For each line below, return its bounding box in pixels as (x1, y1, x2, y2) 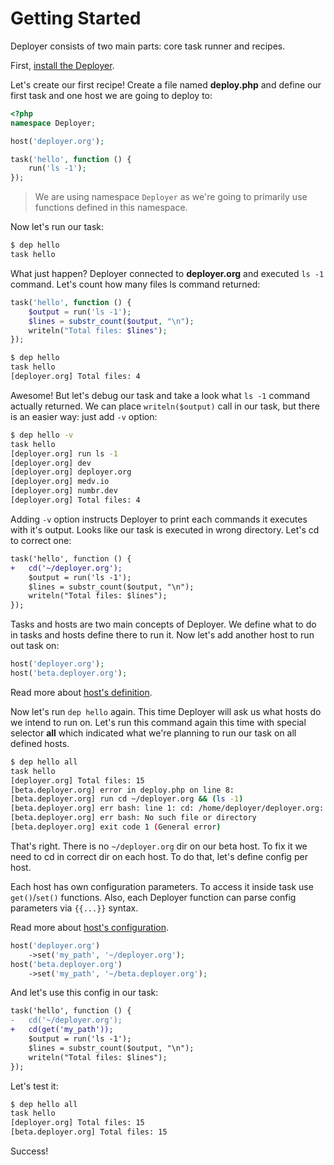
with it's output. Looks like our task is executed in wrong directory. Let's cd (10, 523, 320, 536)
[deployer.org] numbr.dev (10, 486, 118, 496)
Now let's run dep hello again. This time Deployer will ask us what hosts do (10, 705, 322, 717)
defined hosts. (10, 737, 70, 749)
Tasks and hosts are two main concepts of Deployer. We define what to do (10, 618, 317, 631)
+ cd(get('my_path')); (10, 1025, 114, 1035)
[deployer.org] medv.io (10, 477, 110, 487)
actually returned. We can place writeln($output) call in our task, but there (10, 400, 320, 412)
